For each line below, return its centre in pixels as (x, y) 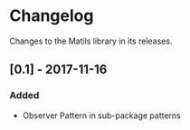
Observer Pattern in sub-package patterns (101, 115)
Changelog (52, 16)
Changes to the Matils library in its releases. (91, 41)
